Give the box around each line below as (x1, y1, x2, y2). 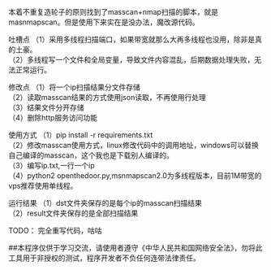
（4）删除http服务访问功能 (8, 113, 98, 122)
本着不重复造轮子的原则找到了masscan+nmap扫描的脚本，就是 (8, 7, 219, 16)
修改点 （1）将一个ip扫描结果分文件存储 (8, 82, 140, 92)
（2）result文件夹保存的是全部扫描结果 (8, 208, 139, 218)
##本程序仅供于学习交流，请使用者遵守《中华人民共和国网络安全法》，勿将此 (8, 243, 263, 252)
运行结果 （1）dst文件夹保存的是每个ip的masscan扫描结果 (8, 198, 203, 207)
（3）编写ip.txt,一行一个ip (8, 161, 95, 170)
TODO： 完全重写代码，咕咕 (8, 226, 103, 235)
